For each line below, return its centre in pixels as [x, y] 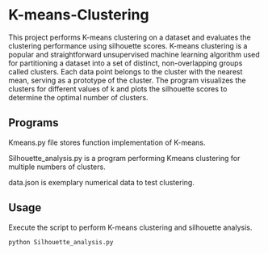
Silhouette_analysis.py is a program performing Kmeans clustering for [124, 158]
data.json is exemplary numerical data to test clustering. [102, 182]
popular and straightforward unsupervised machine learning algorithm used [134, 54]
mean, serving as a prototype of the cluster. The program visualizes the [127, 80]
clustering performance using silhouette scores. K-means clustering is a [128, 45]
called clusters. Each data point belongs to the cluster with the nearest [126, 71]
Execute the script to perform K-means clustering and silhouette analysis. [130, 227]
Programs [33, 123]
